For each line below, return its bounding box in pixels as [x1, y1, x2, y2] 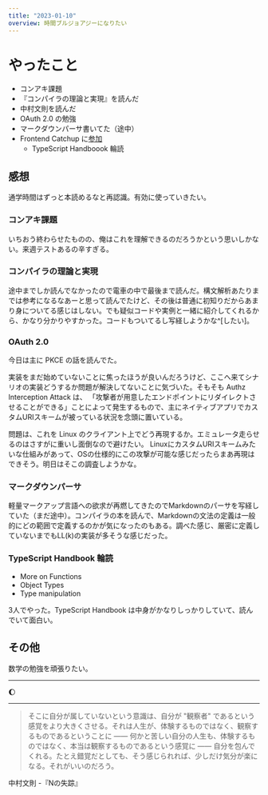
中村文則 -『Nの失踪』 [8, 777, 82, 788]
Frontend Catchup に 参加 [19, 134, 103, 144]
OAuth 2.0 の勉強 [19, 114, 77, 124]
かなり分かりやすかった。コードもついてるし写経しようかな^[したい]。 [22, 315, 254, 325]
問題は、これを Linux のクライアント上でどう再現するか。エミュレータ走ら [8, 429, 253, 439]
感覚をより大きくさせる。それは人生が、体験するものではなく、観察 [27, 721, 252, 730]
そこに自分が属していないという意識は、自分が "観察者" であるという [27, 711, 255, 721]
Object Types [19, 580, 65, 589]
